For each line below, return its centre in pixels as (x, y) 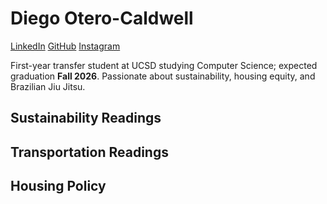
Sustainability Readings (86, 118)
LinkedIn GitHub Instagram (65, 46)
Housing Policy (58, 186)
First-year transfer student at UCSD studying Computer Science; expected (164, 65)
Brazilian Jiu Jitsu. (48, 86)
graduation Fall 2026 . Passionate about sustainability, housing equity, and (163, 76)
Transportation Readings (89, 152)
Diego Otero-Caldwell (102, 18)
